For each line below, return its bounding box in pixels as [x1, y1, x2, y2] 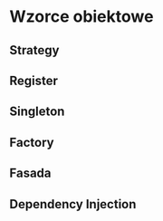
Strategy [9, 43, 60, 58]
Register [9, 72, 59, 88]
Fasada [9, 166, 52, 181]
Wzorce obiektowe [9, 6, 154, 27]
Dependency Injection [9, 197, 137, 212]
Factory [9, 134, 54, 150]
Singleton [9, 104, 65, 120]
